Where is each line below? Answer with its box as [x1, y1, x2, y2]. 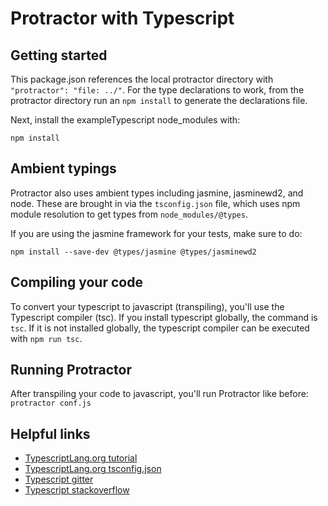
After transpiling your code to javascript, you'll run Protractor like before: [10, 388, 309, 400]
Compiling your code [10, 274, 143, 291]
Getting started [10, 47, 108, 64]
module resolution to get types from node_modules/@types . [10, 208, 248, 220]
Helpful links [10, 425, 91, 442]
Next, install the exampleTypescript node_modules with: [10, 114, 241, 126]
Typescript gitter [24, 473, 94, 486]
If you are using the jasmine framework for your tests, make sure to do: [10, 227, 303, 239]
